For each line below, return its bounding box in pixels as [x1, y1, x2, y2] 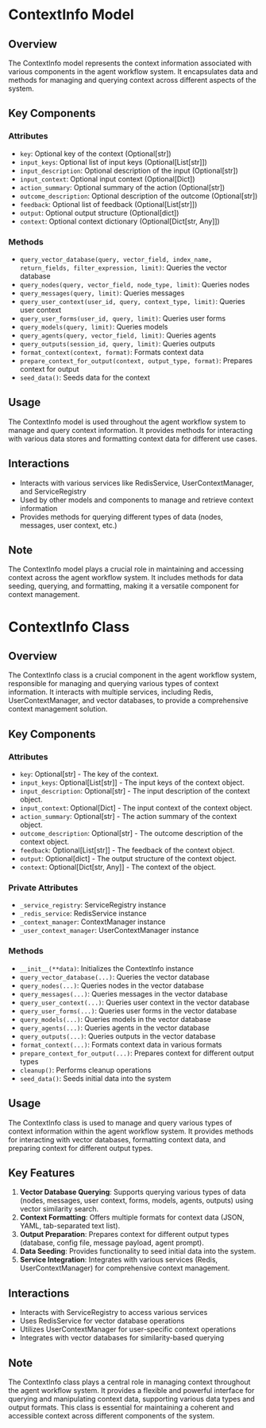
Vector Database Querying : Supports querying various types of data [19, 1188, 246, 1197]
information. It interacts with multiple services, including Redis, [8, 687, 214, 697]
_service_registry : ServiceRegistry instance [19, 900, 167, 910]
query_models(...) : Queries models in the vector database [19, 1014, 212, 1024]
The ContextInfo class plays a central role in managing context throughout [8, 1377, 251, 1387]
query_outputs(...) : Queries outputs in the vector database [19, 1031, 216, 1040]
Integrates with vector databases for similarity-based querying [19, 1333, 225, 1343]
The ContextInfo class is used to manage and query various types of [8, 1118, 233, 1127]
